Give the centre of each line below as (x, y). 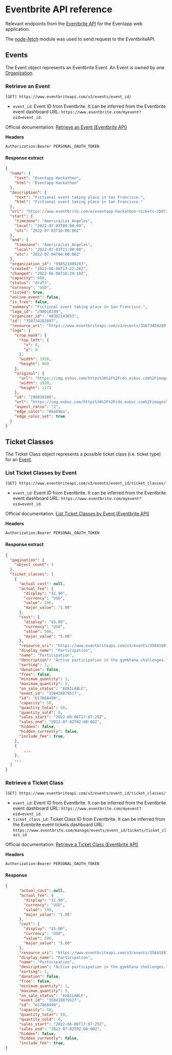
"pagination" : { (27, 560)
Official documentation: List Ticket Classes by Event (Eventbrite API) (77, 514)
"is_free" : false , (30, 302)
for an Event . (19, 460)
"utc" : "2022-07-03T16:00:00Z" (48, 231)
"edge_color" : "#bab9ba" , (42, 411)
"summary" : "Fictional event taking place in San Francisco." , (79, 307)
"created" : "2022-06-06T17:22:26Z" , (49, 268)
